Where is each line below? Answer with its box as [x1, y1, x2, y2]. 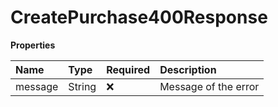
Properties [10, 39, 56, 51]
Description [159, 62, 217, 76]
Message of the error [159, 79, 260, 93]
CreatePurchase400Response [10, 6, 268, 29]
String [68, 79, 97, 93]
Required [106, 62, 151, 76]
